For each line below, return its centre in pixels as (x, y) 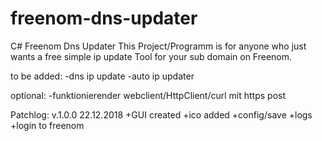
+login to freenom (47, 125)
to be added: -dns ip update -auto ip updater (102, 76)
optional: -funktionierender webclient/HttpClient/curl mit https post (148, 95)
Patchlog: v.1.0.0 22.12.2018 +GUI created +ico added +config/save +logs (161, 114)
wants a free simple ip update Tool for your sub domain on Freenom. (151, 56)
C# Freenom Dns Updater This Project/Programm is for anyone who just (158, 46)
